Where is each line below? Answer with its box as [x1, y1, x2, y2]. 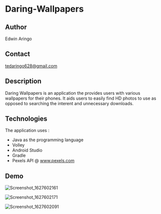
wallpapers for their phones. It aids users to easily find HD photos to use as [5, 95, 157, 101]
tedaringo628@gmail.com [5, 63, 58, 69]
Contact [5, 50, 30, 58]
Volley [12, 142, 25, 148]
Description [5, 77, 41, 86]
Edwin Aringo [5, 36, 32, 42]
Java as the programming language [12, 137, 84, 143]
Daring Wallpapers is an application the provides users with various [5, 90, 141, 96]
